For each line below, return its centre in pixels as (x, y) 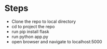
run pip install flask (30, 31)
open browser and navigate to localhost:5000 (57, 41)
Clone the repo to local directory (44, 21)
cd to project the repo (33, 26)
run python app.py (30, 37)
